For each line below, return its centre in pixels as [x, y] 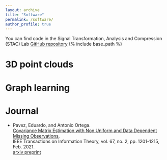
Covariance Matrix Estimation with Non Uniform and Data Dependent [85, 131]
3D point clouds [39, 65]
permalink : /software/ [29, 19]
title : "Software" [25, 15]
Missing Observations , [36, 136]
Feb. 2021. [23, 147]
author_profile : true [28, 24]
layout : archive [22, 10]
